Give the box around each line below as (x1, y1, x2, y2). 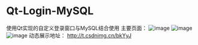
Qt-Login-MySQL (6, 4, 94, 18)
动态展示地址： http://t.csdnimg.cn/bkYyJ (29, 31, 132, 39)
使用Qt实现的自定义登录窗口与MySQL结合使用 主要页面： (6, 24, 148, 31)
